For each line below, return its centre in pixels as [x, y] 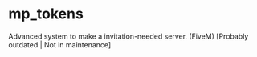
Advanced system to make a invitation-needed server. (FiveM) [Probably [128, 36]
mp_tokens [46, 14]
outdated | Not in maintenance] [60, 44]
